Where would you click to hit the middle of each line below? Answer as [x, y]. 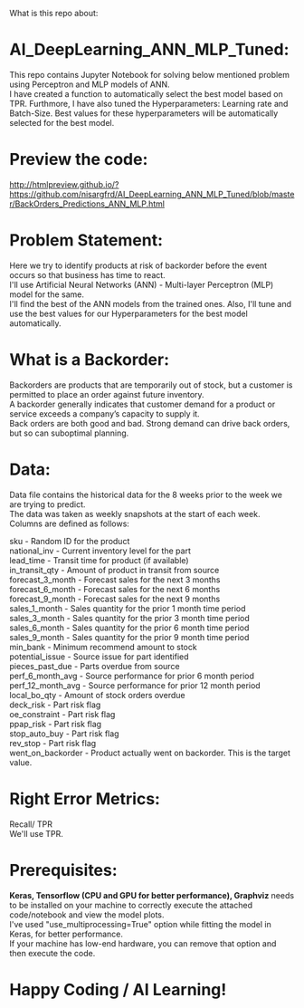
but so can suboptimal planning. [69, 433]
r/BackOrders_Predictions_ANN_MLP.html [87, 204]
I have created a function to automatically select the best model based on [146, 93]
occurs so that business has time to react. [87, 274]
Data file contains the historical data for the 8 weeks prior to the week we [146, 494]
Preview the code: [79, 160]
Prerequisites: [63, 870]
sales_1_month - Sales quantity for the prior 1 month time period [128, 608]
